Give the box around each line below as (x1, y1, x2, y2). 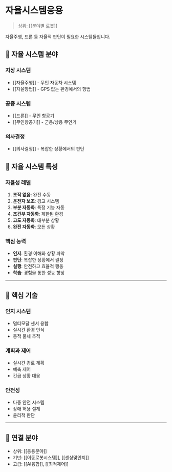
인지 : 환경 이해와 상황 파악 (12, 250, 65, 257)
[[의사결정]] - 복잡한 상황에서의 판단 (12, 146, 84, 152)
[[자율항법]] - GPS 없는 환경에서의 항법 (12, 86, 91, 92)
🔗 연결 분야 (5, 433, 38, 442)
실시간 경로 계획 (12, 360, 45, 366)
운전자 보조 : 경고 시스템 (12, 198, 59, 204)
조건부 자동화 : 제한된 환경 (12, 211, 63, 217)
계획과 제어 (5, 347, 31, 354)
